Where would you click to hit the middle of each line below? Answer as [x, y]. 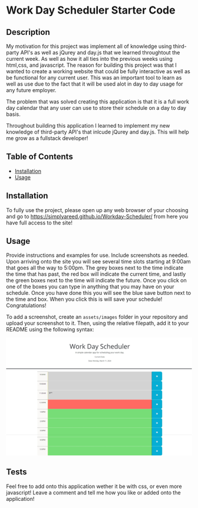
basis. [13, 114]
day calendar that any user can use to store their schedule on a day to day [96, 108]
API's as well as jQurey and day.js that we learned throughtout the [100, 53]
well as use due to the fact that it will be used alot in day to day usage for [95, 84]
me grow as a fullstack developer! [47, 138]
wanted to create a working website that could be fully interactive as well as [98, 71]
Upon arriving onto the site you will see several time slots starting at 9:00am [98, 262]
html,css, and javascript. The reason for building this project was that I [91, 65]
